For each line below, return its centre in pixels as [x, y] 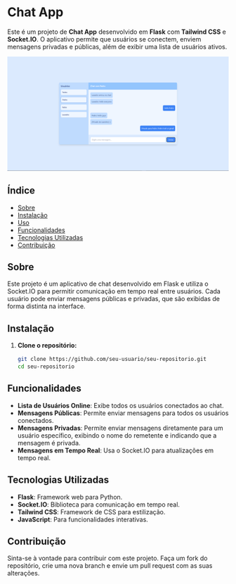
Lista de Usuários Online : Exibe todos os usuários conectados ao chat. [120, 405]
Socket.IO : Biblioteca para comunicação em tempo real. [99, 504]
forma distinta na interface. [46, 306]
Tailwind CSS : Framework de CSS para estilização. [91, 512]
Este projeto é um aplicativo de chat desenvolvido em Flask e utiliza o [108, 284]
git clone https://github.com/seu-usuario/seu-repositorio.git [112, 360]
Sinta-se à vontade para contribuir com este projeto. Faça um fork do [107, 558]
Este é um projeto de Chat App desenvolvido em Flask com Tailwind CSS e [117, 32]
